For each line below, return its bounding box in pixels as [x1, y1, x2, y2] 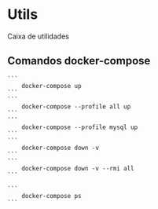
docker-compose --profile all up [21, 102, 131, 111]
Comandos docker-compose [7, 54, 151, 68]
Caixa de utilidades [7, 31, 70, 41]
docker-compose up [21, 82, 82, 90]
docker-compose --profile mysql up [21, 123, 138, 131]
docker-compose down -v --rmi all [21, 164, 134, 172]
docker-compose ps [21, 192, 82, 200]
